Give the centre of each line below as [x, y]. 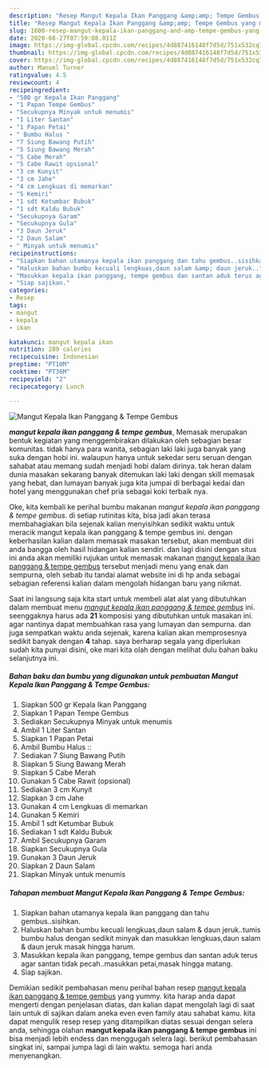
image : [20, 46]
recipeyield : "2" [38, 379]
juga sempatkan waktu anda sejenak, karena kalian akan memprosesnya [128, 633]
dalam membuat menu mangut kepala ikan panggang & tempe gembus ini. [132, 607]
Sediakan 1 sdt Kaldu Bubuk [66, 832]
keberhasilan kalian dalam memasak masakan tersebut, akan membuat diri [132, 541]
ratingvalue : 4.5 [38, 75]
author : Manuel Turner [47, 68]
